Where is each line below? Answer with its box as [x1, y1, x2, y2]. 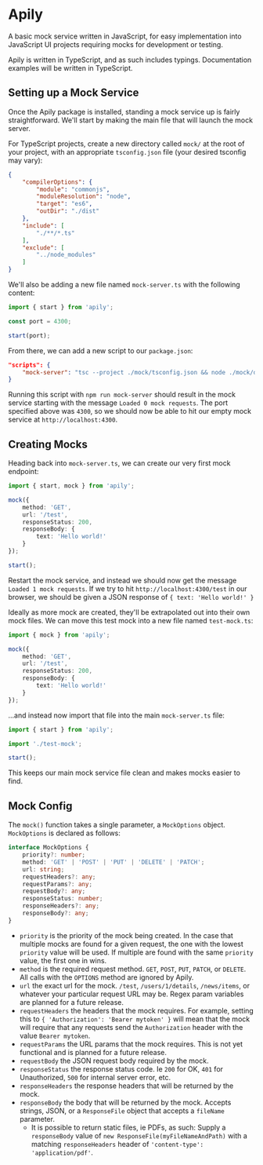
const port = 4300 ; [8, 317, 72, 325]
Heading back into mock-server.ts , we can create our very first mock [8, 458, 231, 468]
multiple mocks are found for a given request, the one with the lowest [19, 939, 244, 948]
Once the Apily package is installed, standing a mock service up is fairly [8, 107, 240, 116]
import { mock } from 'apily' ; [8, 630, 110, 639]
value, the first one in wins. [19, 955, 107, 965]
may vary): [8, 155, 43, 165]
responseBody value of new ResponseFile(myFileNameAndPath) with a [31, 1130, 248, 1140]
